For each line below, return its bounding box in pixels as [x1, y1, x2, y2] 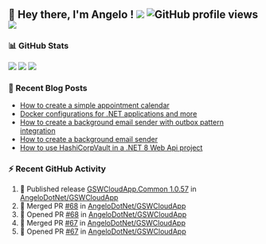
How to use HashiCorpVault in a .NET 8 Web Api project [19, 143, 203, 152]
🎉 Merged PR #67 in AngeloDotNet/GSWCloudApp [19, 218, 186, 228]
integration [19, 125, 56, 136]
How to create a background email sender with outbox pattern [19, 117, 225, 127]
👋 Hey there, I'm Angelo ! [8, 8, 134, 22]
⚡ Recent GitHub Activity [8, 163, 106, 174]
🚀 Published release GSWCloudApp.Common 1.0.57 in [19, 184, 197, 194]
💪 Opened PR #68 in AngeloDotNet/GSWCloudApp [19, 210, 187, 219]
